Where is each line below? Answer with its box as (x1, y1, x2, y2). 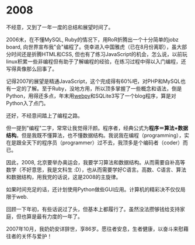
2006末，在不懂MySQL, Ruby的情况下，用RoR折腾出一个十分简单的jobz (6, 36, 179, 43)
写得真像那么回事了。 (6, 65, 57, 72)
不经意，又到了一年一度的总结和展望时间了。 (6, 23, 114, 30)
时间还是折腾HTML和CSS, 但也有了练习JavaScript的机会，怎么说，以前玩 (11, 50, 188, 57)
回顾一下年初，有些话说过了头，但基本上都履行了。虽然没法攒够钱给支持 (6, 205, 180, 212)
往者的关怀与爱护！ (6, 232, 53, 240)
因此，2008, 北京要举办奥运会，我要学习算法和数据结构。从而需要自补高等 (6, 158, 186, 165)
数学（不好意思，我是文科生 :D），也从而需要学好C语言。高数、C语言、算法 (6, 166, 187, 173)
